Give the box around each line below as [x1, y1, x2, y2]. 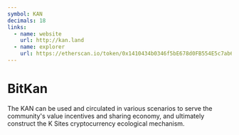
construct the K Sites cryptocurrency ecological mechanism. [7, 119, 185, 128]
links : [7, 23, 27, 31]
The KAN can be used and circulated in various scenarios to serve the [7, 104, 213, 112]
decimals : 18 [7, 17, 46, 24]
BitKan [7, 81, 48, 97]
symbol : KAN [7, 10, 43, 18]
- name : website [14, 30, 62, 38]
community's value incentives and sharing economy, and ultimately [7, 112, 205, 120]
